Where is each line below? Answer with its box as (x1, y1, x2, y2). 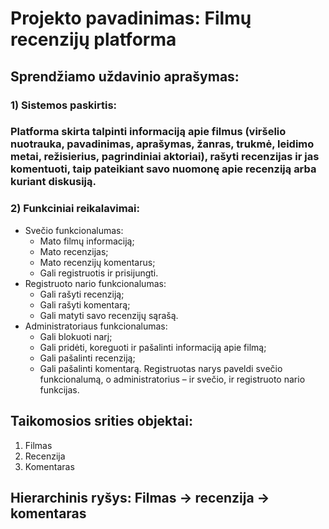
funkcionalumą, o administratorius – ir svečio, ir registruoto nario (39, 373, 306, 385)
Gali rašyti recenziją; (39, 288, 125, 300)
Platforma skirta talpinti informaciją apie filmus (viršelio (10, 125, 287, 139)
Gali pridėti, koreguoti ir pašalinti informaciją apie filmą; (39, 341, 267, 353)
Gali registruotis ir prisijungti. (39, 267, 159, 279)
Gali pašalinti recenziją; (39, 352, 136, 364)
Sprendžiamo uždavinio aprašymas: (10, 68, 240, 85)
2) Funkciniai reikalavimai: (10, 202, 141, 216)
